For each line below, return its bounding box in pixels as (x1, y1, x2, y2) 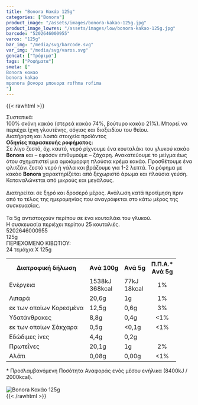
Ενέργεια (9, 280, 35, 289)
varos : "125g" (6, 36, 41, 42)
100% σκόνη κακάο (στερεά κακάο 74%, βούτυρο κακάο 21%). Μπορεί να (6, 120, 188, 127)
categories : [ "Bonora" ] (6, 14, 65, 20)
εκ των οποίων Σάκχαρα (9, 323, 78, 331)
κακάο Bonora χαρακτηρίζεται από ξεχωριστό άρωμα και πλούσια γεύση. (6, 170, 188, 177)
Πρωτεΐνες (9, 342, 40, 350)
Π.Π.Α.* (151, 260, 173, 268)
